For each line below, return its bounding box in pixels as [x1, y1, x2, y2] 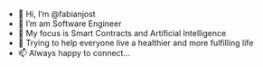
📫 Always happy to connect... [17, 48, 131, 58]
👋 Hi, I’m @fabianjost [17, 9, 97, 19]
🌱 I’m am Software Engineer [17, 18, 122, 29]
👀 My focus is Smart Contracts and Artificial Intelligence [17, 28, 227, 38]
